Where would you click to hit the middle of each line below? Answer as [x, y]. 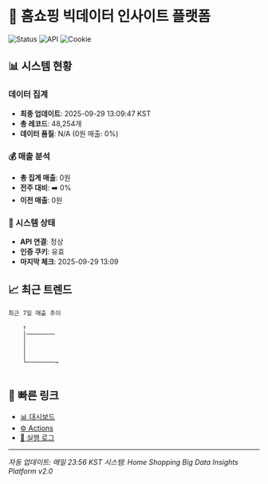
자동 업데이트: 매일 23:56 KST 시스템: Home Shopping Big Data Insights [124, 462]
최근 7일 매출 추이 [35, 314]
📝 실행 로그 [37, 438]
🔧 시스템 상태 [32, 222]
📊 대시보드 [37, 416]
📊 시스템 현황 [40, 66]
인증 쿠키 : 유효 [42, 252]
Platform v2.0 [31, 471]
